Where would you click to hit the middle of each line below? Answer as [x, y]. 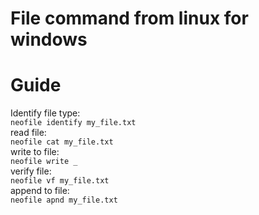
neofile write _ [44, 162]
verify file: [31, 171]
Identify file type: [45, 113]
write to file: [35, 152]
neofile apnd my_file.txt [64, 200]
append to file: [40, 191]
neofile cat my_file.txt [62, 142]
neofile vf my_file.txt [60, 181]
